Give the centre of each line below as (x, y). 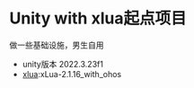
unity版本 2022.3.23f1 (62, 64)
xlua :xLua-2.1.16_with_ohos (72, 74)
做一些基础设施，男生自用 (57, 45)
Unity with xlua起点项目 (98, 18)
